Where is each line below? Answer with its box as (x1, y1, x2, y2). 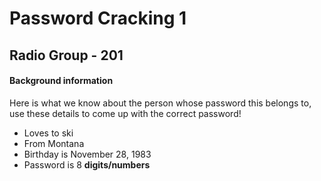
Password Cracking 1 (9, 7, 187, 30)
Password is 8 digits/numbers (23, 158, 151, 171)
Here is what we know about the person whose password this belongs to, (9, 97, 312, 109)
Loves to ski (23, 127, 74, 139)
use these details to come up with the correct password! (9, 107, 242, 119)
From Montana (23, 137, 85, 149)
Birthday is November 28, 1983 (23, 148, 152, 160)
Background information (9, 75, 114, 87)
